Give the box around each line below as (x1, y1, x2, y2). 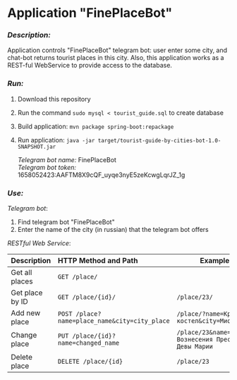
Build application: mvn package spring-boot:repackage (17, 122, 174, 130)
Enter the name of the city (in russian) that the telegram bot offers (17, 226, 209, 234)
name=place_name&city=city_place (57, 317, 171, 325)
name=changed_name (57, 339, 120, 347)
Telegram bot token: (17, 163, 76, 171)
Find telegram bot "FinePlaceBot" (17, 218, 115, 226)
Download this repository (17, 94, 91, 103)
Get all (11, 268, 32, 278)
